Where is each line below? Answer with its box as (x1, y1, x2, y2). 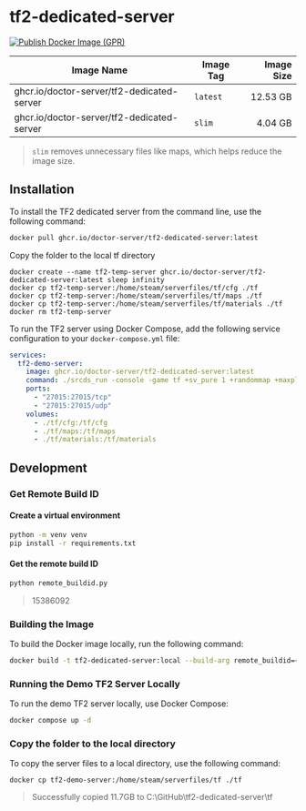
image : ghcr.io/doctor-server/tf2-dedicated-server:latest (25, 367, 255, 377)
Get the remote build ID (9, 558, 98, 570)
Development (9, 460, 88, 475)
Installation (9, 182, 75, 198)
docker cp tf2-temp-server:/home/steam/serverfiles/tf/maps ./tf (9, 291, 262, 300)
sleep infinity (107, 275, 166, 284)
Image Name (71, 64, 128, 76)
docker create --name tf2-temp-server (9, 267, 157, 277)
